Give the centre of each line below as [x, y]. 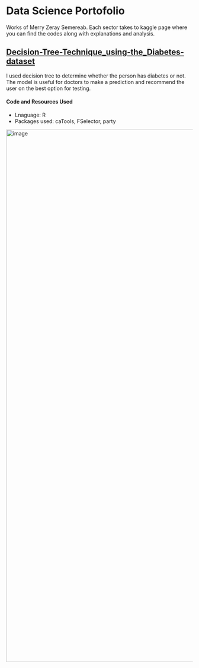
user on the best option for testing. [49, 88]
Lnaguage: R [30, 115]
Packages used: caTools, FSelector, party [65, 121]
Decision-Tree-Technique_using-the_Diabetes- [95, 52]
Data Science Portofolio [66, 11]
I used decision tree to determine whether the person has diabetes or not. [96, 76]
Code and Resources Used [39, 102]
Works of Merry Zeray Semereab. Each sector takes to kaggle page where [97, 27]
